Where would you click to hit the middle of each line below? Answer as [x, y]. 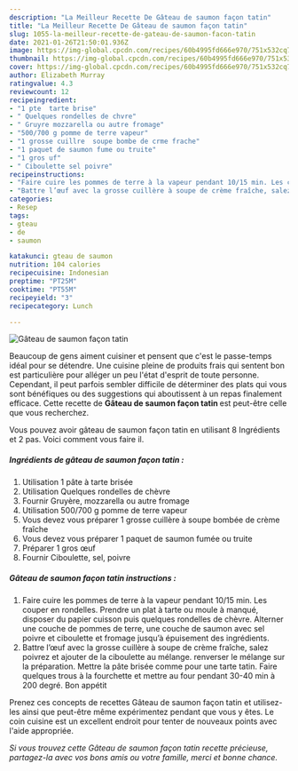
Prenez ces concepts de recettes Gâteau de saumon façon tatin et [130, 703]
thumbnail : [29, 59]
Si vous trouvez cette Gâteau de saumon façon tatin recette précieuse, [139, 748]
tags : [19, 215]
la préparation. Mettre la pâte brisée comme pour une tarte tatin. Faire [149, 666]
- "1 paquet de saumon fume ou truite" [83, 149]
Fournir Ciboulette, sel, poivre [76, 558]
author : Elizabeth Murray [57, 76]
